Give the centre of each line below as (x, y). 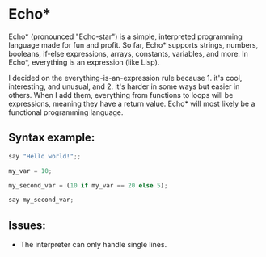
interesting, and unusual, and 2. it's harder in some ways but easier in (124, 86)
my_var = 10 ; (30, 171)
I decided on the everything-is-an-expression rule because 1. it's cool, (125, 78)
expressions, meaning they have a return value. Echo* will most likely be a (132, 103)
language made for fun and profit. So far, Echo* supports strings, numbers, (133, 44)
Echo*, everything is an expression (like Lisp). (84, 62)
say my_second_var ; (41, 200)
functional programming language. (66, 112)
